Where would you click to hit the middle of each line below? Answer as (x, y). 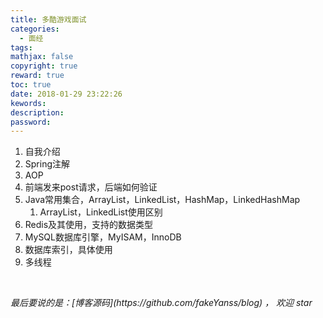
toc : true (31, 85)
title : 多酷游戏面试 (48, 19)
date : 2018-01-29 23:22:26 (66, 94)
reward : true (37, 76)
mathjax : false (42, 57)
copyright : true (44, 66)
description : (37, 112)
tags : (21, 47)
